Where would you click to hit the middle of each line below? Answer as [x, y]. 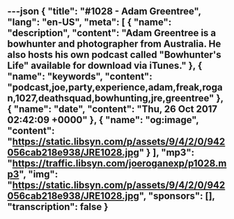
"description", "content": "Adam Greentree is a [112, 33]
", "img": [38, 174]
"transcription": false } [58, 207]
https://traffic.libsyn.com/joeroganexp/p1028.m [119, 164]
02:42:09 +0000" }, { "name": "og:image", [103, 120]
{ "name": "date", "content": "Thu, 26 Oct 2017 [112, 109]
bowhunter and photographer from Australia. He [114, 44]
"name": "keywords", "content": [80, 77]
